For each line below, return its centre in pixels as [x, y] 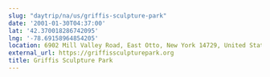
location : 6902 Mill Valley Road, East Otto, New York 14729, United [127, 46]
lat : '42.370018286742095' [53, 30]
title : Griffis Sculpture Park [61, 61]
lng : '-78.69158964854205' [53, 38]
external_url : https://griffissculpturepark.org [91, 53]
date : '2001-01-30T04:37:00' [57, 23]
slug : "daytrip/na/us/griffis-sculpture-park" [88, 16]
